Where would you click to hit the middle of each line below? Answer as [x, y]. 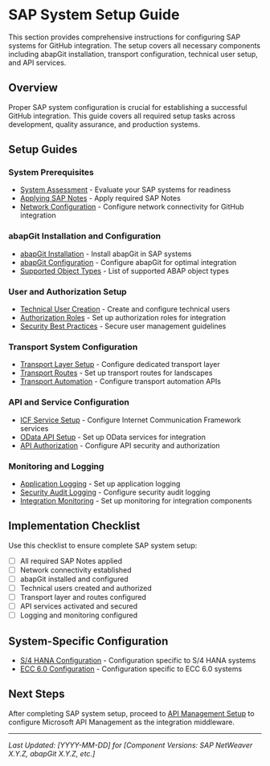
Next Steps [37, 694]
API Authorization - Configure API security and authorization [120, 445]
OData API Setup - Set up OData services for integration [113, 437]
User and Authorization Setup [67, 291]
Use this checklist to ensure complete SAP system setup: [103, 545]
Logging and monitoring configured [79, 615]
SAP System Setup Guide [94, 15]
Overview [33, 88]
